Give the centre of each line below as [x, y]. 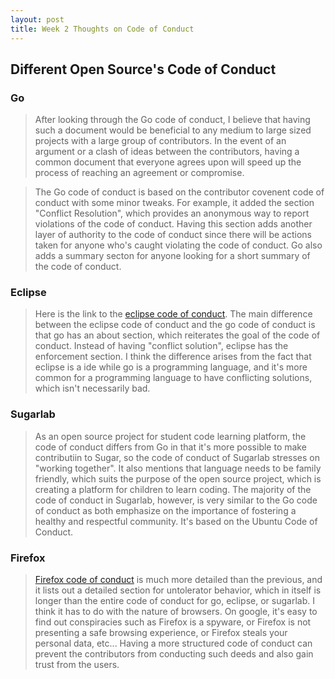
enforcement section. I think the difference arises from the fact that [173, 357]
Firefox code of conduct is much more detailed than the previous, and [178, 580]
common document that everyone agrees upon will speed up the [168, 162]
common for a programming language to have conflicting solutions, [173, 378]
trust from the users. [77, 665]
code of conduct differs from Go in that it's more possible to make [170, 447]
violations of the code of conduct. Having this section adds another [173, 224]
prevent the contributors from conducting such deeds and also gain [174, 654]
